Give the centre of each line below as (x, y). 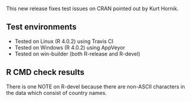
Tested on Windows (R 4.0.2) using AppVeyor (70, 47)
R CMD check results (45, 72)
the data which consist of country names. (57, 93)
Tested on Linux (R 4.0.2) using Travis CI (64, 41)
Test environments (41, 27)
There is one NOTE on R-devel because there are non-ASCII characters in (95, 86)
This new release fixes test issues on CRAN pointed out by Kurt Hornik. (92, 9)
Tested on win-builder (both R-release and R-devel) (77, 54)
